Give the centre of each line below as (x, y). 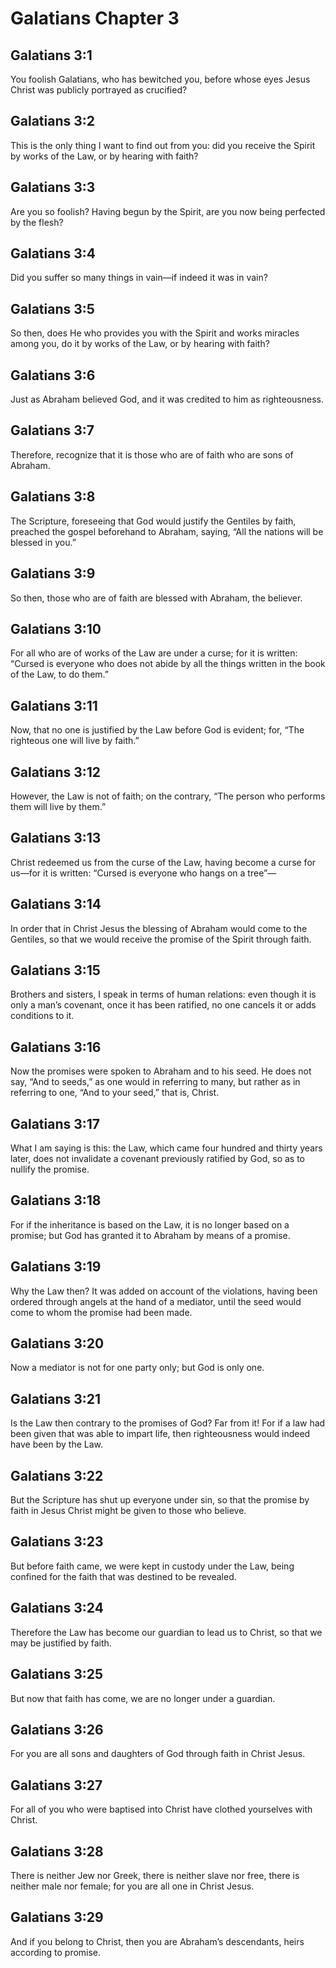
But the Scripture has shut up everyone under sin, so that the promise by (160, 1500)
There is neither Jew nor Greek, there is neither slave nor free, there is (155, 1875)
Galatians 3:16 (56, 1047)
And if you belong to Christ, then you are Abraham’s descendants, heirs (157, 1941)
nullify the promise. (50, 1169)
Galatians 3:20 (57, 1343)
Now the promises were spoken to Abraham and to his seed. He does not (161, 1071)
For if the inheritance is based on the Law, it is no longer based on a (150, 1224)
